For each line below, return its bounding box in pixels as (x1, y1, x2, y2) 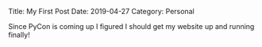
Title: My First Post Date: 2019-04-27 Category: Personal (8, 7, 195, 16)
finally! (8, 31, 30, 39)
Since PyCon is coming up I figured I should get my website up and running (8, 22, 255, 31)
